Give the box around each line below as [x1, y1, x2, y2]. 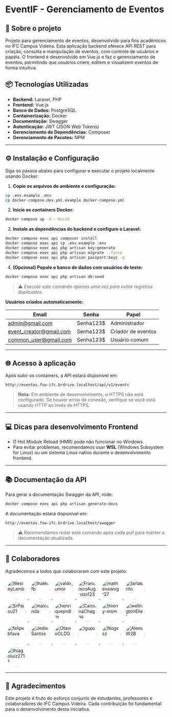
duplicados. [17, 289, 44, 295]
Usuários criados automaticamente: [5, 298, 83, 305]
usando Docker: [5, 173, 39, 179]
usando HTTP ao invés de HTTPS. [17, 402, 90, 408]
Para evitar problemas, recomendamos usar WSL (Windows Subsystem [12, 444, 164, 450]
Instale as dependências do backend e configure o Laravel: [12, 226, 141, 232]
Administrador [110, 319, 145, 327]
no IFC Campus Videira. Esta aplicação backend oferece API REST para [5, 43, 156, 49]
